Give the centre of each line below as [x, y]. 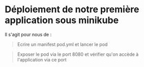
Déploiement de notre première [72, 9]
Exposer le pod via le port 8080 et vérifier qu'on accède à [78, 54]
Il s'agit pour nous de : [28, 34]
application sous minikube [62, 20]
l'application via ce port [42, 59]
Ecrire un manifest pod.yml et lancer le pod [62, 44]
